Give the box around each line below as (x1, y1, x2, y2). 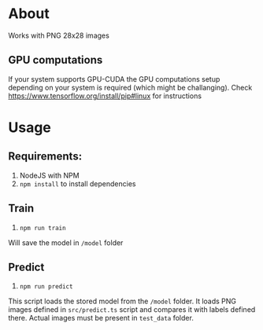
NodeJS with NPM (19, 170, 80, 180)
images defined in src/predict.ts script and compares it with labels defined (8, 305, 256, 314)
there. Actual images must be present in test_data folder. (8, 313, 194, 323)
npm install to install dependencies (19, 178, 136, 189)
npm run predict (19, 283, 73, 291)
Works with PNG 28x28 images (8, 31, 110, 40)
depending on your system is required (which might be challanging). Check (8, 82, 253, 92)
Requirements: (8, 150, 83, 163)
